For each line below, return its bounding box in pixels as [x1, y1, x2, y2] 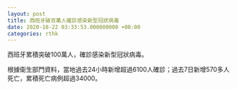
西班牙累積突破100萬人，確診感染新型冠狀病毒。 [7, 50, 149, 59]
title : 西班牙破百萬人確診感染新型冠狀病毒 [7, 17, 120, 24]
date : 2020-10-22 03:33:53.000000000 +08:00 [7, 23, 141, 30]
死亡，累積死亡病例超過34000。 [7, 74, 102, 83]
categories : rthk [7, 30, 59, 37]
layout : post [7, 10, 46, 18]
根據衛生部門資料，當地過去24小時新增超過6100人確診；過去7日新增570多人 [7, 65, 230, 74]
